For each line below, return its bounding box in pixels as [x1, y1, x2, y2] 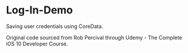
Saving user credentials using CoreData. [6, 23, 104, 30]
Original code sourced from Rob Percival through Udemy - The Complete [6, 34, 183, 41]
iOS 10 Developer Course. [6, 40, 69, 47]
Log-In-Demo [6, 3, 73, 17]
